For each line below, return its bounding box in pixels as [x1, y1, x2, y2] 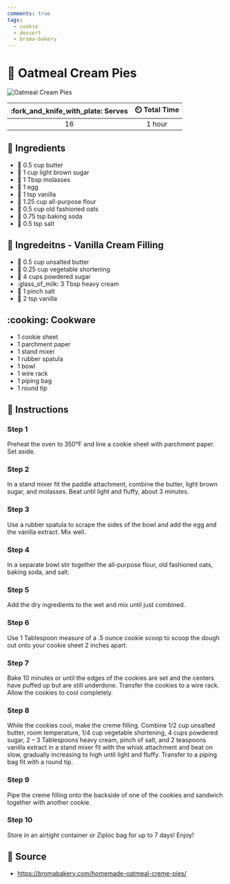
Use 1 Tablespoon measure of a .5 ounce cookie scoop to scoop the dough [7, 633, 220, 641]
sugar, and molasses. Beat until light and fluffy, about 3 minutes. [7, 487, 189, 496]
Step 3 [7, 504, 30, 514]
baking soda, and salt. [7, 568, 70, 576]
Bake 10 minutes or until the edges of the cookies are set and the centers [7, 673, 215, 682]
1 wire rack [17, 369, 48, 378]
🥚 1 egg [17, 183, 39, 191]
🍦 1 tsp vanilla [17, 190, 56, 198]
